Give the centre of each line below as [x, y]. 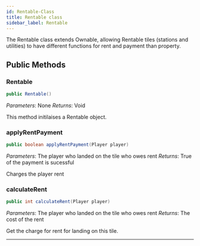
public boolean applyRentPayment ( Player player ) [68, 145]
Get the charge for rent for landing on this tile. [62, 231]
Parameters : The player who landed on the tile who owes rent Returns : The [98, 213]
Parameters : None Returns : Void [46, 105]
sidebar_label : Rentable [37, 23]
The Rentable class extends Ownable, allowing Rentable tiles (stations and [97, 40]
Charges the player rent [35, 174]
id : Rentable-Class [30, 12]
